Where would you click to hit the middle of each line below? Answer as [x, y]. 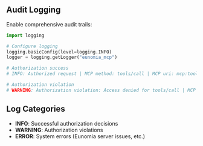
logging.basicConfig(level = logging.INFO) [59, 52]
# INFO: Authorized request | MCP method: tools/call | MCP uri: [90, 74]
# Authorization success [37, 68]
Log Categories [36, 109]
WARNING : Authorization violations [59, 130]
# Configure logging [32, 46]
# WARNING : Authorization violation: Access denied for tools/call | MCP [101, 90]
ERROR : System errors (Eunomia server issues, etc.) [80, 136]
